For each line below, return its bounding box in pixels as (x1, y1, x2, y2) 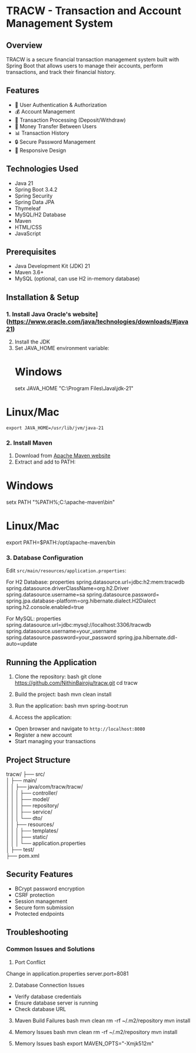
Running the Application (6, 657, 97, 668)
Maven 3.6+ (14, 269, 44, 276)
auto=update (6, 640, 38, 647)
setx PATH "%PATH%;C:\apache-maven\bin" (6, 498, 115, 506)
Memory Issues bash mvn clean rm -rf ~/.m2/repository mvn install (14, 1028, 178, 1035)
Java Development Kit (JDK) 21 (14, 263, 90, 270)
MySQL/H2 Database (14, 211, 67, 218)
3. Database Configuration (6, 554, 84, 562)
